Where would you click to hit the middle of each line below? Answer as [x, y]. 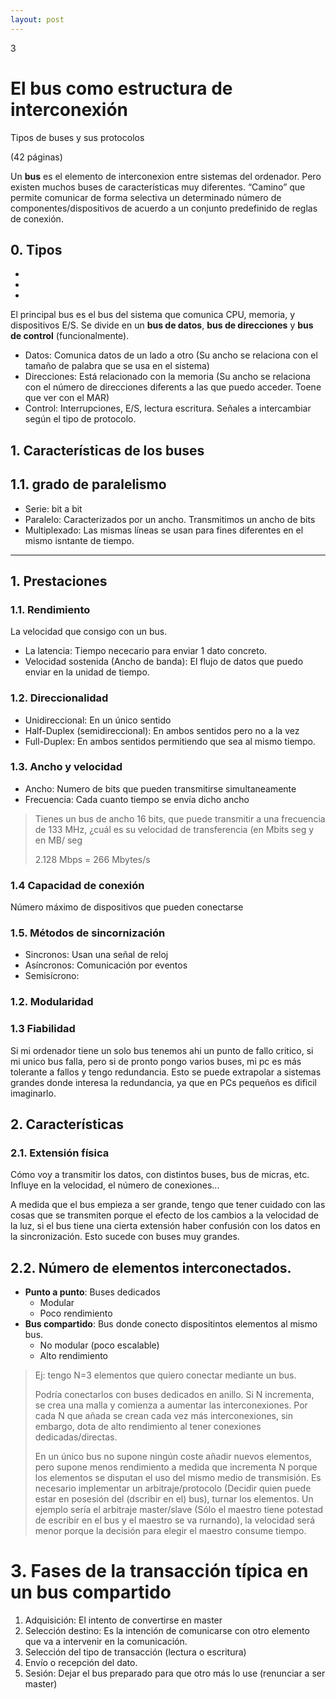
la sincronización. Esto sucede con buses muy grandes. [125, 1237]
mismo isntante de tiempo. [79, 540]
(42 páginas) [36, 157]
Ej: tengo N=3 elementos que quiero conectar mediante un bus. [165, 1375]
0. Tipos [36, 249]
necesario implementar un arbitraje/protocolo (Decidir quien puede [173, 1488]
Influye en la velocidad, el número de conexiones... [115, 1185]
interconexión [69, 109]
